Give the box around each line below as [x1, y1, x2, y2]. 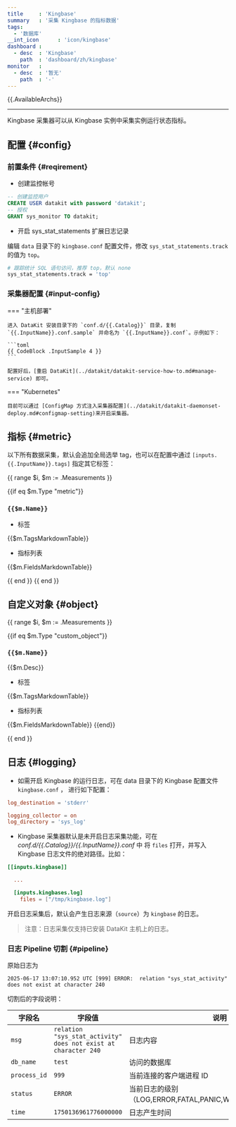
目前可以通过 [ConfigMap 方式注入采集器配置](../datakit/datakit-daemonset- [7, 402, 221, 409]
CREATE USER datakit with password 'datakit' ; [7, 199, 146, 207]
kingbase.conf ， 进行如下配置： [17, 785, 112, 794]
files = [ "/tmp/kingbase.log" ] [20, 896, 112, 903]
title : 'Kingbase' [7, 10, 77, 18]
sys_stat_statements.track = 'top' [7, 271, 112, 278]
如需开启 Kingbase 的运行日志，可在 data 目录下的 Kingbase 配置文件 [17, 776, 219, 784]
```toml [7, 341, 30, 349]
